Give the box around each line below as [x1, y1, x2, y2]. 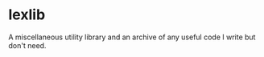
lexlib [8, 6, 46, 24]
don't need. [8, 40, 47, 50]
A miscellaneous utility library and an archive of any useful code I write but [8, 32, 256, 42]
